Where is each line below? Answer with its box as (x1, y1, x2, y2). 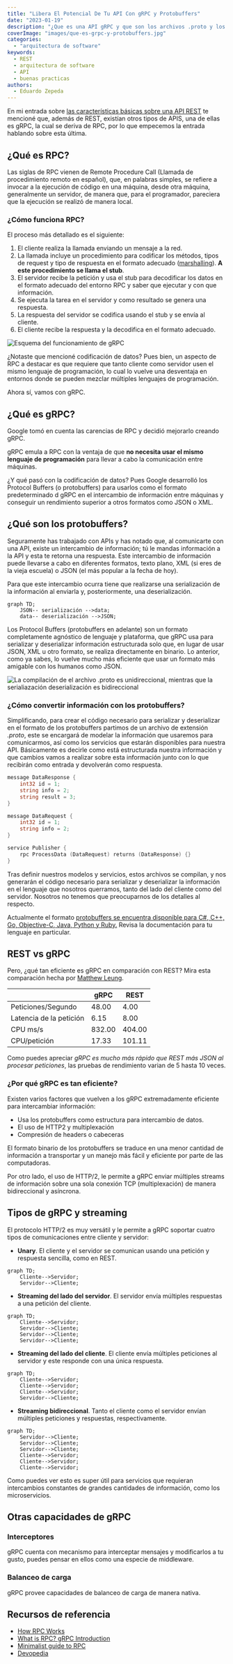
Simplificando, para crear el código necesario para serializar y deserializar (7, 716, 220, 725)
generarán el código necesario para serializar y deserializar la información (7, 877, 220, 886)
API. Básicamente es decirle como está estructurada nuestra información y (7, 746, 223, 754)
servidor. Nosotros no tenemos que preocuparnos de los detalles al (7, 892, 200, 900)
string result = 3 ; (19, 793, 77, 801)
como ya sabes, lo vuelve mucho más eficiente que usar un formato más (7, 654, 216, 663)
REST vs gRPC (7, 948, 71, 960)
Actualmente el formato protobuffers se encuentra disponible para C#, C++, (7, 913, 225, 921)
